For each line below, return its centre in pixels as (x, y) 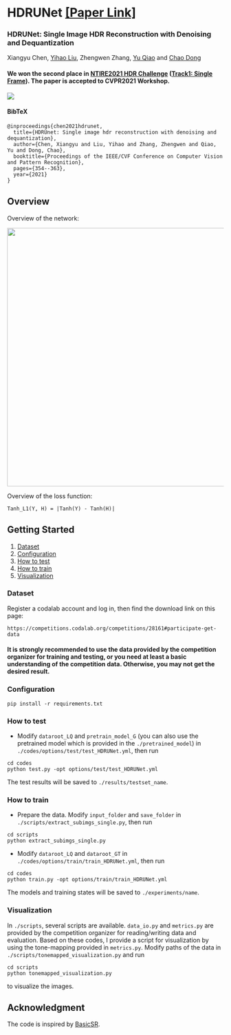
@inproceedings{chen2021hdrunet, (55, 126)
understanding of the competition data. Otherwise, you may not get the (111, 664)
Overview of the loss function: (50, 496)
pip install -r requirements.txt (55, 704)
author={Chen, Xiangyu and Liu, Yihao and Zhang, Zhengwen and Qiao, (115, 144)
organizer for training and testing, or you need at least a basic (97, 657)
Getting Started (41, 530)
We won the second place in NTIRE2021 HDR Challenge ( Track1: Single (110, 74)
